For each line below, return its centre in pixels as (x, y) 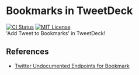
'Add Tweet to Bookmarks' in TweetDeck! (56, 33)
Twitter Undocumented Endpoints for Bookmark (72, 66)
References (27, 52)
